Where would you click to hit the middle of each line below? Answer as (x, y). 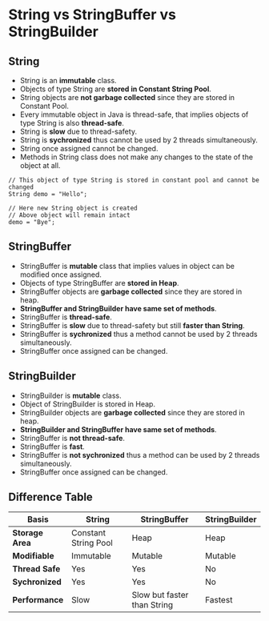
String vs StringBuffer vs (92, 15)
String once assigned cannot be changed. (89, 148)
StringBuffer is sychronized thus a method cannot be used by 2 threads (139, 334)
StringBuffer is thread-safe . (66, 317)
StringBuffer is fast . (52, 447)
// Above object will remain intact (69, 215)
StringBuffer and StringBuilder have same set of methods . (118, 308)
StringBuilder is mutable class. (70, 395)
